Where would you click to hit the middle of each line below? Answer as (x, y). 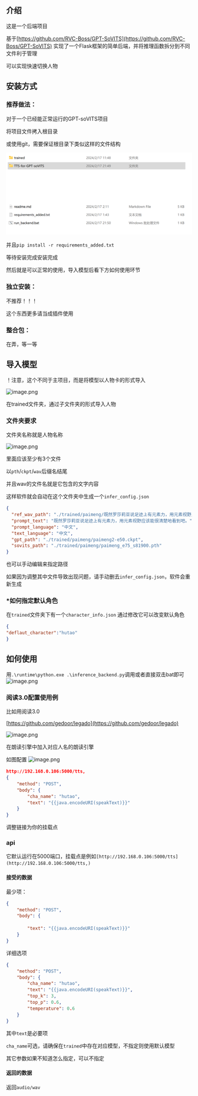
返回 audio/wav (23, 1087)
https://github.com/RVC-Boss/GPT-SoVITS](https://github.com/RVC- (102, 38)
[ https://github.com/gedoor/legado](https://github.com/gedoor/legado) (92, 724)
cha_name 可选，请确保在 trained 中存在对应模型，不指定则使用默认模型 (90, 1046)
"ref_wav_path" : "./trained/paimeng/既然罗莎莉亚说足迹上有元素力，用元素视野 (101, 515)
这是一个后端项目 (27, 26)
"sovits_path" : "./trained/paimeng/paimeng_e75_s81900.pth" (87, 546)
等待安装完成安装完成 (32, 257)
